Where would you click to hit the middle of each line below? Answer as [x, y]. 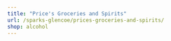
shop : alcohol [28, 26]
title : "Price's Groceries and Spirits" [67, 14]
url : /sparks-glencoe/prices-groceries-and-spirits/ [86, 20]
